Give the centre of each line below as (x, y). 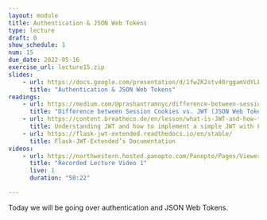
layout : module (33, 15)
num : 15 (21, 52)
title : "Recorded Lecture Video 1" (88, 164)
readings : (25, 97)
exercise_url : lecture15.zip (56, 68)
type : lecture (32, 30)
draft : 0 (23, 38)
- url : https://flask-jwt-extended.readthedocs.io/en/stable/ (128, 133)
